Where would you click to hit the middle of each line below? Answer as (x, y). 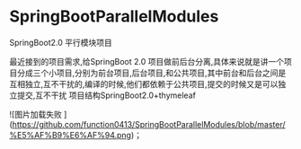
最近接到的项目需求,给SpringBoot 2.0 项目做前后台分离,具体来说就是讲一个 (147, 61)
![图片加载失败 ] (38, 114)
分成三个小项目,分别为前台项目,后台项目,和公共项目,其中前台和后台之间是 (151, 73)
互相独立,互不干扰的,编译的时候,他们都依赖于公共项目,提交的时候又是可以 (144, 83)
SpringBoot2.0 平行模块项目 (61, 42)
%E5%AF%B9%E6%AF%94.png (71, 135)
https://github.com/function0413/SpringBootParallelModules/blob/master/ (149, 124)
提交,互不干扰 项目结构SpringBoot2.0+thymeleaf (106, 95)
